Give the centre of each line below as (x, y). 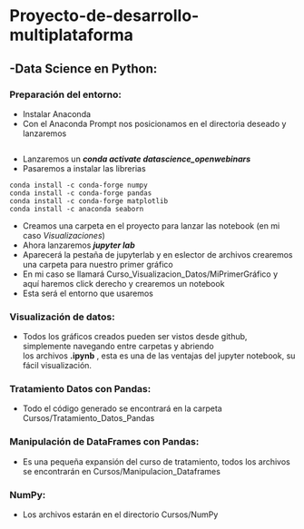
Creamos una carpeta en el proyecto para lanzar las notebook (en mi (151, 225)
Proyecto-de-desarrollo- (104, 16)
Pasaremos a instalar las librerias (84, 168)
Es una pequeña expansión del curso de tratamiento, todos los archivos (156, 461)
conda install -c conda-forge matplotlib (89, 201)
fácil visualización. (57, 366)
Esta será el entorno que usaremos (88, 293)
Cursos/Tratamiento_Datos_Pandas (88, 418)
